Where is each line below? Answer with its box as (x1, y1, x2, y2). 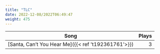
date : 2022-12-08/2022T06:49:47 (5, 12, 73, 17)
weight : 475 (5, 16, 30, 21)
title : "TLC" (5, 7, 33, 12)
